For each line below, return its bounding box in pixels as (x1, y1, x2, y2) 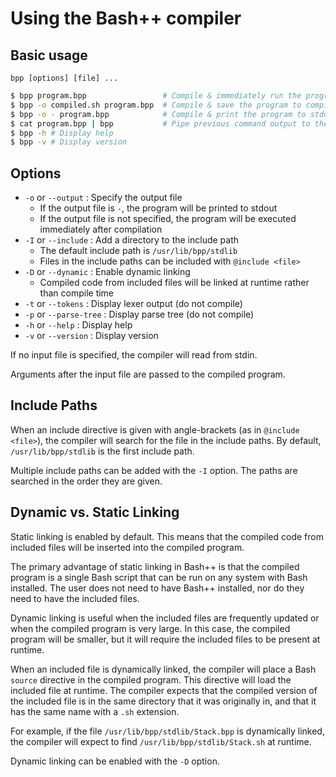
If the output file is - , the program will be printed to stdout (39, 202, 278, 214)
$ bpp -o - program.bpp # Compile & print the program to (10, 109, 307, 119)
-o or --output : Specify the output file (24, 192, 183, 204)
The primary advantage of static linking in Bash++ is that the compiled (10, 560, 300, 572)
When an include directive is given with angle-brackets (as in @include (10, 423, 300, 436)
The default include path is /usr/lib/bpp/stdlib (39, 245, 238, 257)
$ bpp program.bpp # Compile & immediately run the (10, 91, 302, 101)
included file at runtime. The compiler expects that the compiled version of (10, 684, 318, 696)
